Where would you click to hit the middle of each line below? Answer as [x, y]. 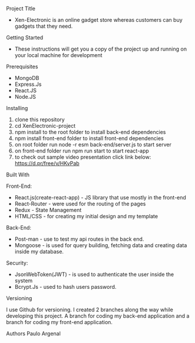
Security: [17, 263]
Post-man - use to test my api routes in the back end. [79, 239]
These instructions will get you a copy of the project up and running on [101, 49]
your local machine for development [58, 55]
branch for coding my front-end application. [60, 322]
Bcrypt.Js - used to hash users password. [65, 287]
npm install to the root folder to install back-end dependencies [90, 132]
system [24, 281]
